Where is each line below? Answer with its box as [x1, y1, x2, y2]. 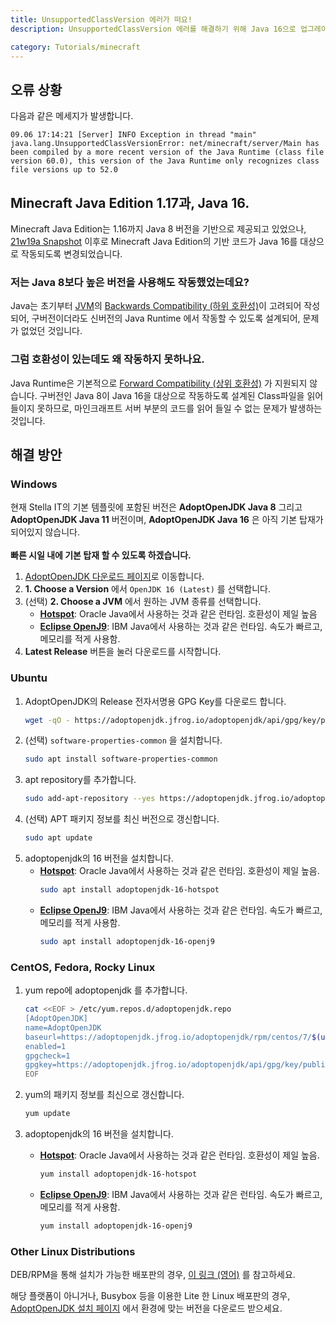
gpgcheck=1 [24, 1051, 71, 1061]
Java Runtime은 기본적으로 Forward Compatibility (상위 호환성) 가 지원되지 [10, 377, 308, 389]
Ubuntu [10, 671, 48, 685]
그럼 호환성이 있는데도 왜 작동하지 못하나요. [10, 352, 205, 366]
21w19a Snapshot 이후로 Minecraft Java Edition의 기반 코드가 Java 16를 [10, 236, 298, 247]
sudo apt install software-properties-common [24, 754, 218, 765]
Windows [10, 477, 58, 491]
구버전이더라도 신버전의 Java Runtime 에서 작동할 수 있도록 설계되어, [31, 312, 301, 325]
